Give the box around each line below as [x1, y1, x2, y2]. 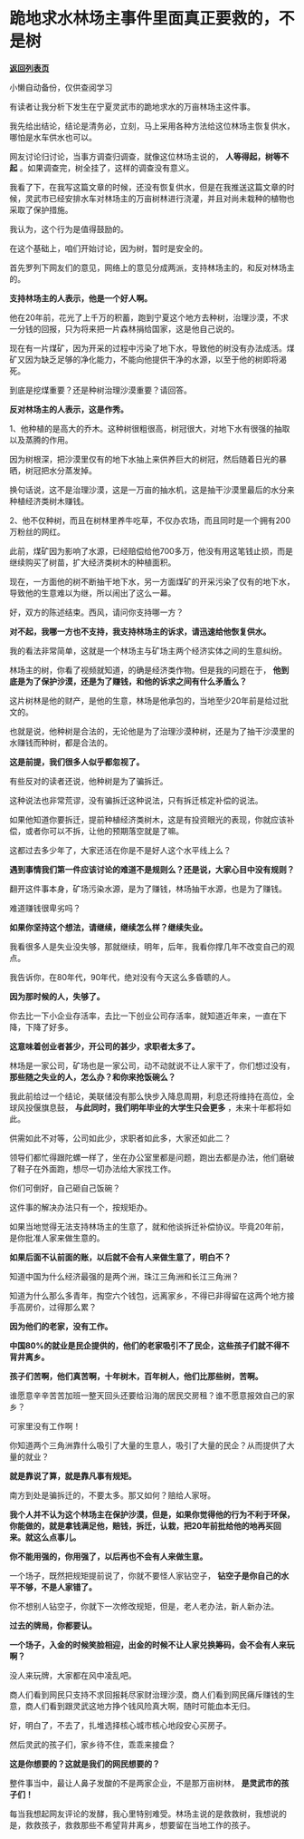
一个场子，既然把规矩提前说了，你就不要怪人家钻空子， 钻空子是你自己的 [9, 1570, 281, 1581]
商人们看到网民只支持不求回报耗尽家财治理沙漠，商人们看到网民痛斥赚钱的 [9, 1688, 287, 1700]
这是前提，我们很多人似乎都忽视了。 [9, 756, 145, 767]
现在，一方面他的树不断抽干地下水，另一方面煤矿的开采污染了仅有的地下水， [9, 576, 295, 587]
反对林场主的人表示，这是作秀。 [9, 404, 128, 414]
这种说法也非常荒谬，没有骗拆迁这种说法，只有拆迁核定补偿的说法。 [9, 794, 263, 805]
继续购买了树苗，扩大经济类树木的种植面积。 [9, 557, 176, 568]
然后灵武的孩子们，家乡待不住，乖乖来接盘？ [9, 1738, 176, 1750]
